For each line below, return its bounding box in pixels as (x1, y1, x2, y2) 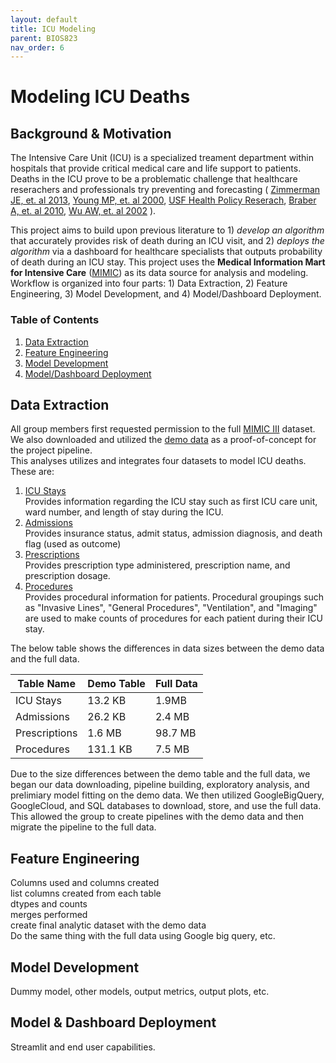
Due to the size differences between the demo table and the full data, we (10, 768, 311, 780)
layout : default (10, 14, 78, 25)
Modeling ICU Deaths (10, 86, 191, 108)
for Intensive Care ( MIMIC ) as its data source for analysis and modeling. (10, 267, 309, 279)
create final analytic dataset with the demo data (10, 919, 207, 931)
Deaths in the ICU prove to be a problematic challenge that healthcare (10, 173, 298, 185)
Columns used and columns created (10, 877, 160, 889)
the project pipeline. (10, 444, 93, 456)
